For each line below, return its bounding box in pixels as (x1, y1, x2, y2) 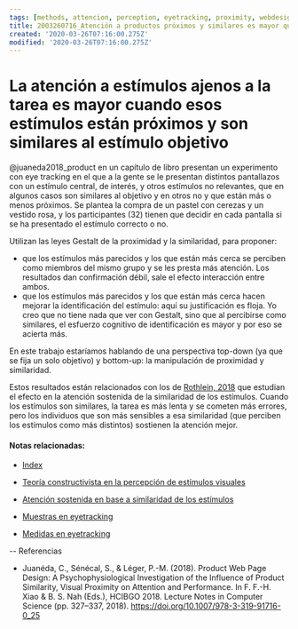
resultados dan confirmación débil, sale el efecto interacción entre (21, 272, 265, 283)
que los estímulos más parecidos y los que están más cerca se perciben (21, 253, 286, 264)
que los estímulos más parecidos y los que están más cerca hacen (21, 291, 266, 302)
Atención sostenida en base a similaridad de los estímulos (21, 494, 234, 505)
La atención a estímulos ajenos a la (9, 76, 271, 96)
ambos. (21, 282, 51, 292)
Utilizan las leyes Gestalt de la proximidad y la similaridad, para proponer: (9, 236, 278, 247)
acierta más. (21, 329, 68, 339)
